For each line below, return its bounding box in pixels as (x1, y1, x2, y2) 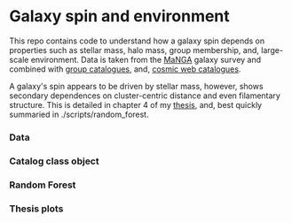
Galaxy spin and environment (9, 6, 231, 27)
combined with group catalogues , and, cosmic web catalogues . (9, 64, 241, 74)
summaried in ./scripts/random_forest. (9, 109, 149, 119)
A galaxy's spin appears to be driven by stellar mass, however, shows (9, 81, 264, 91)
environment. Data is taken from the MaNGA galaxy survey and (30, 54, 262, 65)
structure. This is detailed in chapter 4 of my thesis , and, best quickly (9, 99, 263, 110)
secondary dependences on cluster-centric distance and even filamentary (9, 90, 281, 101)
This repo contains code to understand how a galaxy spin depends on (9, 35, 265, 46)
